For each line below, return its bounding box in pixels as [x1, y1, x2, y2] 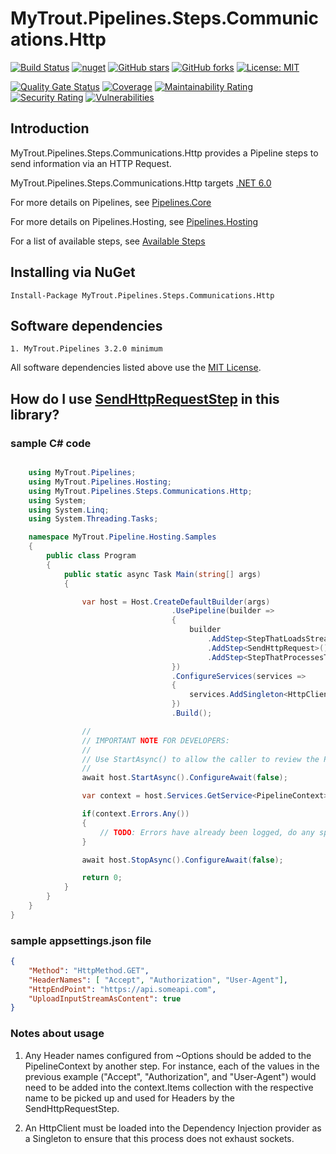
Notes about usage [10, 1027, 105, 1041]
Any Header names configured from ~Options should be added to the [24, 1049, 312, 1061]
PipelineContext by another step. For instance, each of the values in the [24, 1060, 320, 1072]
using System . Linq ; [28, 505, 110, 515]
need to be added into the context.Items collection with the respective [24, 1081, 314, 1093]
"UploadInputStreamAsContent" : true [28, 993, 182, 1004]
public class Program [46, 551, 137, 561]
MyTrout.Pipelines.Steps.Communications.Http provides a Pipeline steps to [10, 147, 319, 159]
